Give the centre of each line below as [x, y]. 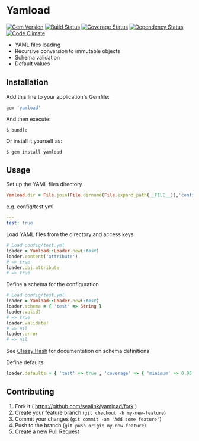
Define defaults [25, 362]
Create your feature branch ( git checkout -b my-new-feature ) [90, 412]
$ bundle [17, 130]
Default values [32, 64]
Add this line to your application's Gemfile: [58, 96]
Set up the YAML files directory [44, 184]
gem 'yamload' [24, 108]
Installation [27, 82]
